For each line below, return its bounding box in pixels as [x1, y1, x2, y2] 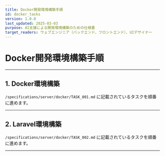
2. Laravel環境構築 [5, 120, 62, 129]
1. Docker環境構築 [5, 79, 60, 88]
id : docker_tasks [5, 12, 41, 17]
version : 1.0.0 [5, 16, 36, 21]
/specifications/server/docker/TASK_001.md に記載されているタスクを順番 [5, 94, 157, 100]
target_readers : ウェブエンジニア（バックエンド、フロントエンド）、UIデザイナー [5, 30, 152, 35]
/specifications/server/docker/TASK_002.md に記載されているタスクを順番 [5, 134, 157, 140]
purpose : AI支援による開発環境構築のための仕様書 [5, 26, 95, 30]
